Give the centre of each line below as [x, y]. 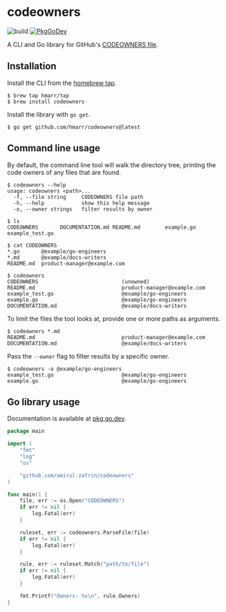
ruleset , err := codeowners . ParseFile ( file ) [85, 533]
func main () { [28, 495]
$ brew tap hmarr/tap [38, 95]
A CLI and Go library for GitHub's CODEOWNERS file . [83, 44]
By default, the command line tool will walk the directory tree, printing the [112, 165]
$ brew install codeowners [46, 102]
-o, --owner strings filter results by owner [83, 209]
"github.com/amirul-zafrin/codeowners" [77, 475]
